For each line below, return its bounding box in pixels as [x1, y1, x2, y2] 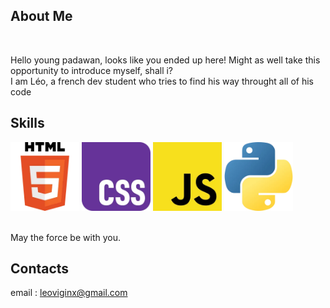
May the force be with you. [10, 231, 121, 243]
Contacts [10, 260, 70, 278]
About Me [10, 8, 73, 25]
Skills [10, 115, 45, 132]
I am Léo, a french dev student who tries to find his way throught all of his [10, 75, 314, 87]
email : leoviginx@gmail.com [10, 287, 128, 299]
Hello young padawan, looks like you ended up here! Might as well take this [10, 54, 321, 66]
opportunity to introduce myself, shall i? [10, 64, 174, 76]
